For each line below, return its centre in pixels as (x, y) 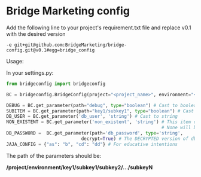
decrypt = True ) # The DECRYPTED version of (135, 139)
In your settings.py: (30, 72)
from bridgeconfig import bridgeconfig (56, 84)
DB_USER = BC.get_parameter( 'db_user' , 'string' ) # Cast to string (92, 117)
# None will (176, 128)
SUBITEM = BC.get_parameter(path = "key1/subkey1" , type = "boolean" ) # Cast (100, 111)
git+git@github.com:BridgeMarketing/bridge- (71, 45)
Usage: (15, 61)
